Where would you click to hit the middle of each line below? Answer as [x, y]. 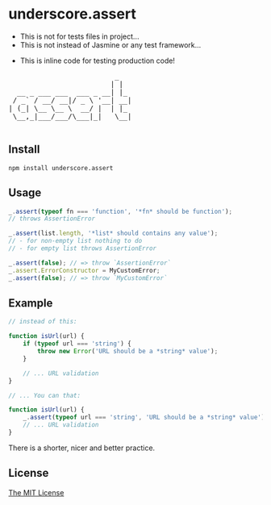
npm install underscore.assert [61, 168]
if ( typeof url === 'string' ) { [77, 344]
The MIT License [36, 492]
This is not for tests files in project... [79, 36]
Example [31, 303]
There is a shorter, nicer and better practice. [82, 448]
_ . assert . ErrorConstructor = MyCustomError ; [84, 270]
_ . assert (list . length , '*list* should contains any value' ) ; [113, 234]
